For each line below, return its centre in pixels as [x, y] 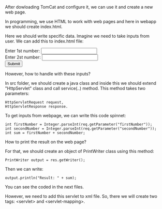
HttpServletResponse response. [37, 106]
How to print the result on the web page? [46, 142]
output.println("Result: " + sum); [41, 178]
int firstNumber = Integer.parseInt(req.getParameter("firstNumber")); [79, 124]
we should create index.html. [34, 27]
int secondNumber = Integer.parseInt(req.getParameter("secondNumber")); [81, 129]
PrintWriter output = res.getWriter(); [45, 160]
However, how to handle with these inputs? [48, 74]
